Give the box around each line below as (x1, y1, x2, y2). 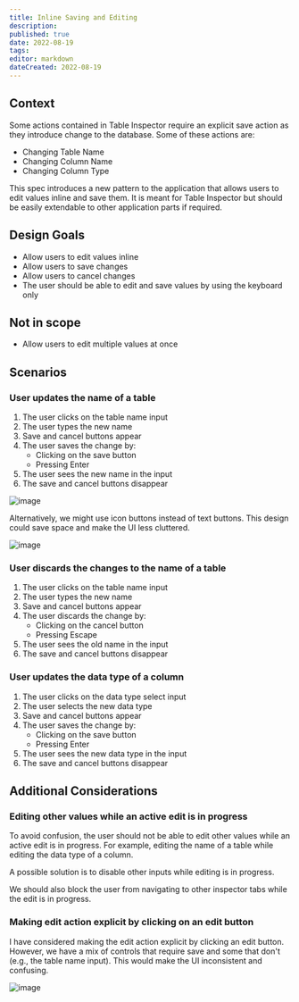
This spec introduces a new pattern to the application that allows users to (9, 182, 279, 193)
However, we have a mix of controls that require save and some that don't (9, 946, 281, 956)
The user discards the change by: (21, 611, 146, 622)
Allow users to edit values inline (21, 251, 139, 262)
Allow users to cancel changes (21, 270, 136, 281)
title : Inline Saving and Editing (9, 13, 138, 22)
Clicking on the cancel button (35, 620, 145, 630)
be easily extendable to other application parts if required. (9, 202, 223, 213)
